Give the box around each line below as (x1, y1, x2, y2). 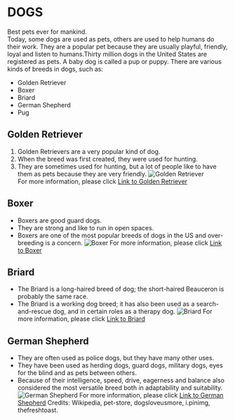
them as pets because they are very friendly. (17, 169, 147, 178)
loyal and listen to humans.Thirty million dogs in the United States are (7, 50, 208, 58)
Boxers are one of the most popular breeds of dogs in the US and (17, 231, 207, 239)
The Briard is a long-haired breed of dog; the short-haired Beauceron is (17, 285, 224, 294)
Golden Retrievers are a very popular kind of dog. (17, 147, 161, 155)
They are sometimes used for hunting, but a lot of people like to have (17, 162, 217, 171)
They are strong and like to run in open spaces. (17, 223, 154, 232)
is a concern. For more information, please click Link (45, 238, 222, 247)
